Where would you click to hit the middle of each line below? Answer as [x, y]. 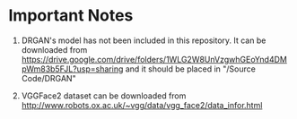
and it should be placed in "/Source [191, 69]
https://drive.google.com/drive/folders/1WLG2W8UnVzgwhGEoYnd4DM [154, 59]
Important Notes [71, 16]
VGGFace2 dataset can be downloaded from [104, 96]
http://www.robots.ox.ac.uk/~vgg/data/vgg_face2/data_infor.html [142, 105]
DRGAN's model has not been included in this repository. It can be [144, 40]
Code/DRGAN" [49, 78]
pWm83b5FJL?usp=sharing [72, 69]
